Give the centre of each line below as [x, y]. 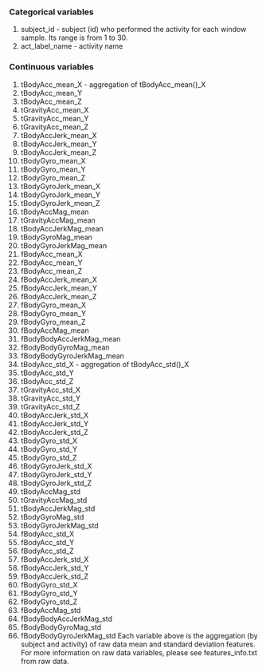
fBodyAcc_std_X [47, 534]
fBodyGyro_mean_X [53, 305]
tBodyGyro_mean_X [53, 160]
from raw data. [45, 661]
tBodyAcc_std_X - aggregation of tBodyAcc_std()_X [105, 364]
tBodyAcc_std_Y [47, 373]
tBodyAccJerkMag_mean [62, 228]
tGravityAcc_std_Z [50, 406]
